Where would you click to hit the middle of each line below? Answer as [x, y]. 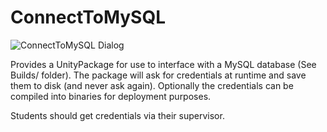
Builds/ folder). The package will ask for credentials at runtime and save [158, 75]
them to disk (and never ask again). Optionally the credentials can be [152, 85]
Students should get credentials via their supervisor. [117, 115]
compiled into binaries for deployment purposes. [111, 96]
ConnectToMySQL [88, 17]
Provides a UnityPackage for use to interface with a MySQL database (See [163, 64]
